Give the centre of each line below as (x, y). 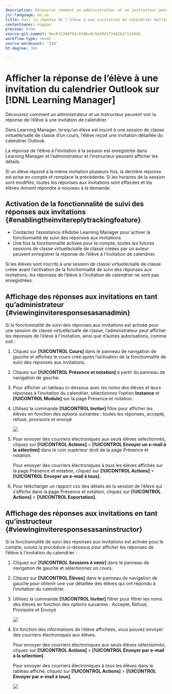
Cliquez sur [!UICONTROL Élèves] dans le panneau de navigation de (85, 578)
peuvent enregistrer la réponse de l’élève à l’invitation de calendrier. (84, 254)
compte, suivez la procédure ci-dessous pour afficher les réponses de (79, 547)
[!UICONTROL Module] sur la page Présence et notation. (73, 399)
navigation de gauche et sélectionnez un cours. (63, 568)
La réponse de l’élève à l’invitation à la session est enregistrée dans (76, 151)
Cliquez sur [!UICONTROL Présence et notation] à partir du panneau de (89, 372)
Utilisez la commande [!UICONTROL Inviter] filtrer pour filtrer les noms (88, 599)
